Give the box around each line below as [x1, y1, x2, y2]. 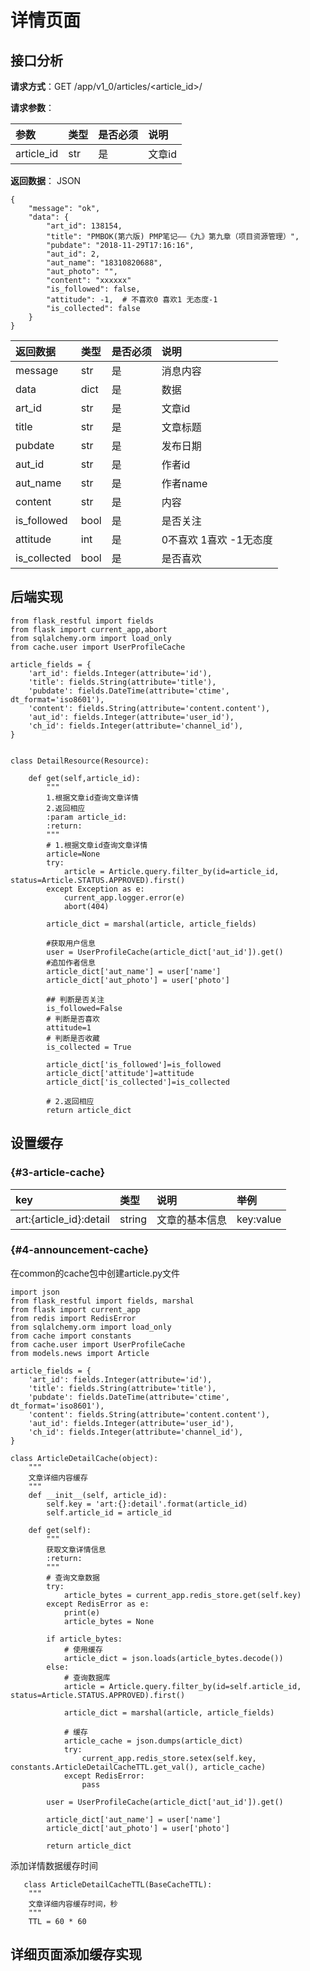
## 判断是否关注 [46, 994, 105, 1005]
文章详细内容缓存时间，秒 [28, 1899, 118, 1909]
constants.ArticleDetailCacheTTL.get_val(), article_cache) [10, 1762, 267, 1772]
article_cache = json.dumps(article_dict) [63, 1736, 244, 1746]
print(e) [63, 1607, 101, 1618]
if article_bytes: [46, 1634, 123, 1644]
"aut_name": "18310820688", [46, 258, 163, 268]
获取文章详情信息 [46, 1544, 107, 1555]
